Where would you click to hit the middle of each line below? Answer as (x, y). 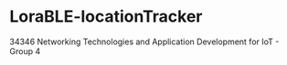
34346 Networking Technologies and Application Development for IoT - (144, 42)
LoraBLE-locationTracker (106, 17)
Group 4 (25, 51)
